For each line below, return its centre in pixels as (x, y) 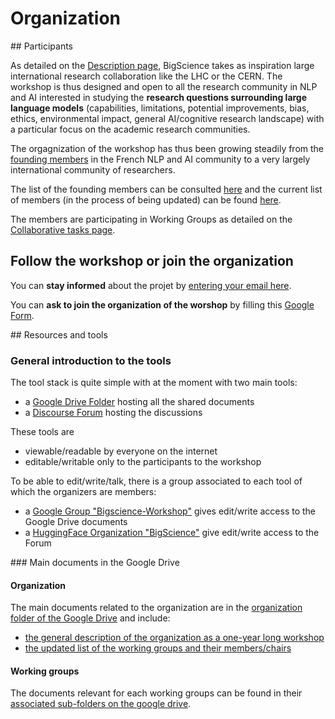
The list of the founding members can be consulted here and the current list (166, 189)
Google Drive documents (76, 522)
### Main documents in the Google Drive (95, 563)
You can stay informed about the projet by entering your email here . (151, 285)
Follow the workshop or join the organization (152, 261)
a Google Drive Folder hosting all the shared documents (139, 402)
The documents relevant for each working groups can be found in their (156, 693)
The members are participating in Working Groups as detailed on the (151, 219)
